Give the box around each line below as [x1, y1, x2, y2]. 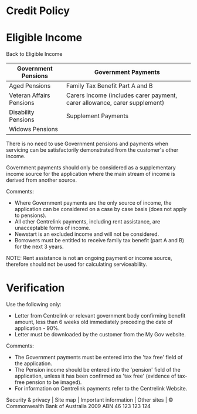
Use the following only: [6, 301, 62, 308]
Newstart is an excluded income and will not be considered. [14, 231, 159, 238]
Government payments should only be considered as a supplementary [6, 164, 176, 171]
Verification [6, 281, 65, 295]
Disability [9, 108, 35, 116]
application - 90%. [14, 325, 60, 332]
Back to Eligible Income [6, 51, 63, 58]
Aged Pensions [9, 82, 51, 90]
